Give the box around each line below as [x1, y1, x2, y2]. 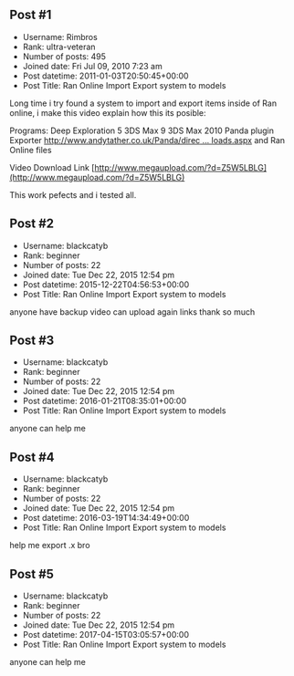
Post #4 [9, 449, 55, 464]
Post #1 [9, 7, 52, 23]
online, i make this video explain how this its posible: [9, 107, 207, 118]
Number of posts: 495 [22, 50, 107, 62]
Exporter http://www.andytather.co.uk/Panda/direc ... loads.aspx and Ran [9, 134, 286, 145]
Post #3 [9, 333, 55, 348]
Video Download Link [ [9, 161, 95, 172]
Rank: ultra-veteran [22, 41, 96, 52]
